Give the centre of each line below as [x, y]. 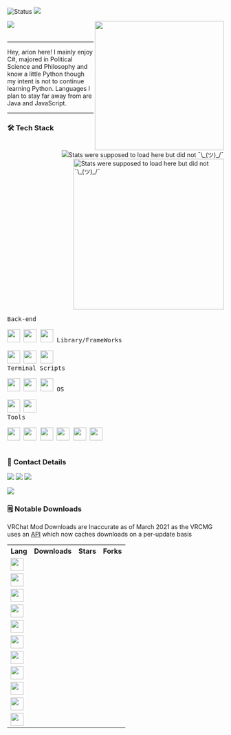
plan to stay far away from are [49, 96]
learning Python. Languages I [49, 89]
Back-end [22, 319]
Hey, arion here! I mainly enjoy [50, 52]
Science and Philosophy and [47, 66]
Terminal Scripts [36, 368]
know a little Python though [46, 74]
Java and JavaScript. [37, 103]
